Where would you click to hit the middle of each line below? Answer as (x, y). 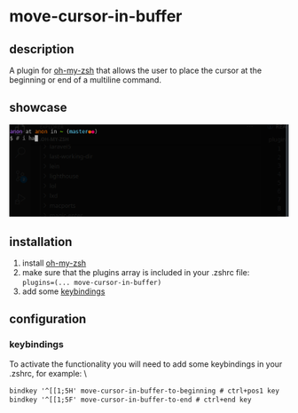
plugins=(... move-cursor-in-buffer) (92, 282)
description (42, 49)
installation (41, 242)
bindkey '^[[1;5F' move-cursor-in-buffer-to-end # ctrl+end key (130, 400)
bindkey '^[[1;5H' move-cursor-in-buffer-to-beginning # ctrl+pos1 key (144, 391)
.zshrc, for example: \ (48, 373)
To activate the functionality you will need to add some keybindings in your (146, 364)
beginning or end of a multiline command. (86, 80)
